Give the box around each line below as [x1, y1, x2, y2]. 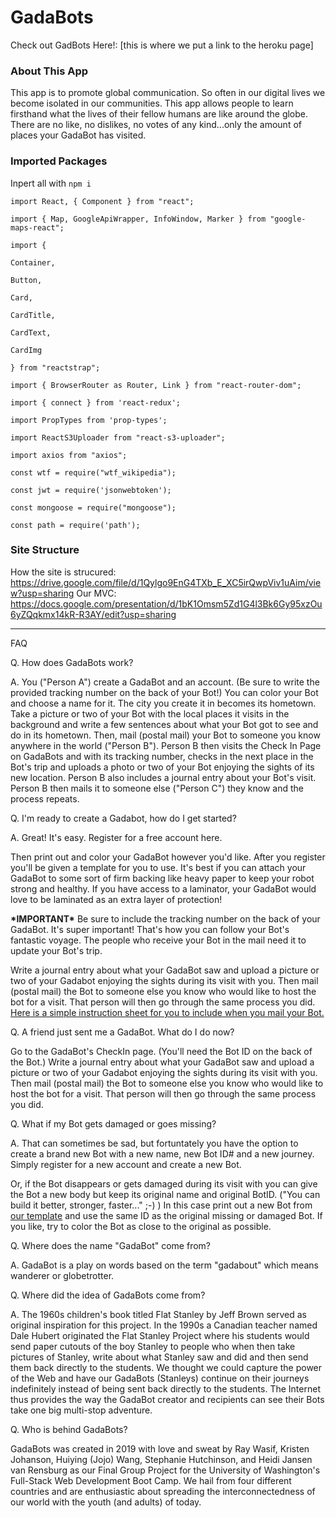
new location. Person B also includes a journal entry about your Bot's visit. [10, 771, 317, 783]
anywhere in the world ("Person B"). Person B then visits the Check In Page [10, 739, 322, 751]
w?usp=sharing [10, 587, 75, 599]
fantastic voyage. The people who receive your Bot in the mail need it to [10, 934, 307, 946]
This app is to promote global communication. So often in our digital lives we [10, 87, 326, 99]
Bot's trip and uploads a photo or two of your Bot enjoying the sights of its [10, 761, 315, 773]
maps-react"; [10, 222, 65, 233]
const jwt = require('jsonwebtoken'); [10, 485, 172, 495]
